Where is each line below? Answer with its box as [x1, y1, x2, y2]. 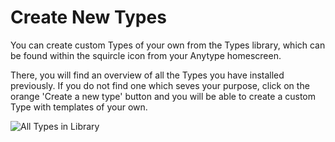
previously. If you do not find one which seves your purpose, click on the [10, 79, 310, 91]
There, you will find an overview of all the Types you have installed [10, 69, 285, 81]
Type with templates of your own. [10, 101, 148, 113]
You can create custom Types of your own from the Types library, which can [10, 39, 326, 51]
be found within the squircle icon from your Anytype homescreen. [10, 49, 282, 61]
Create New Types [10, 6, 167, 29]
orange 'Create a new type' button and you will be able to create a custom [10, 90, 316, 102]
